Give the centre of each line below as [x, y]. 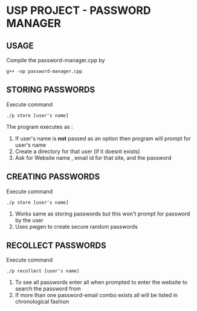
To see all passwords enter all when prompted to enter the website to [101, 283]
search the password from [48, 289]
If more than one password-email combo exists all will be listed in [96, 295]
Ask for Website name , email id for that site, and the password [93, 157]
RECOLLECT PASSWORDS [57, 246]
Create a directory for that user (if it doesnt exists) [77, 151]
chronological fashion [42, 302]
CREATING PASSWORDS [53, 177]
